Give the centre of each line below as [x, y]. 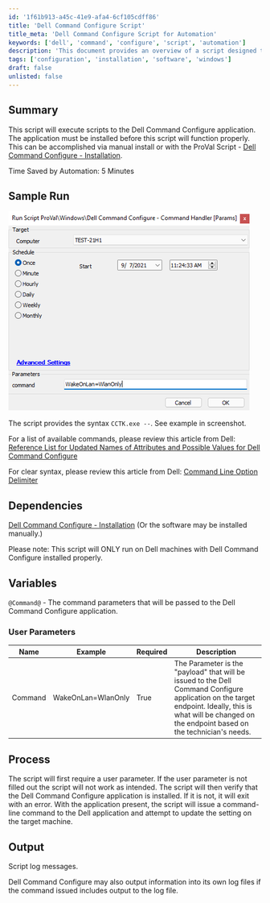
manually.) [25, 534]
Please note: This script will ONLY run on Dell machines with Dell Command [133, 549]
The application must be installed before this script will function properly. [129, 138]
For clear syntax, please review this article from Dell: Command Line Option [133, 472]
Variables [33, 583]
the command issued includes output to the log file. [93, 891]
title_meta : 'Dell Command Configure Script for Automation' [113, 34]
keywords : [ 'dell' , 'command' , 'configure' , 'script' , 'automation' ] [127, 43]
